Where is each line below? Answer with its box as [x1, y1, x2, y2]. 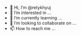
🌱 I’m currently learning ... [9, 15, 62, 20]
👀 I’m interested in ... [9, 10, 52, 16]
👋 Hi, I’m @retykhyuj [9, 5, 51, 10]
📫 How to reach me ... [9, 26, 55, 31]
